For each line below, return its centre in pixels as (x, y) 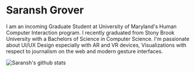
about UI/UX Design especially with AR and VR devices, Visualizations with (96, 45)
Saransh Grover (45, 10)
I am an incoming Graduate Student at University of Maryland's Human (91, 26)
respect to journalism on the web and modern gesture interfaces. (85, 51)
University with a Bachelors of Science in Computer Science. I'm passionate (98, 39)
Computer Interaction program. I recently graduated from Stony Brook (90, 32)
